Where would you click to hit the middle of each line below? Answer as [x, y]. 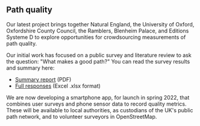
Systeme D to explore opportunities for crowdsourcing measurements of [96, 37]
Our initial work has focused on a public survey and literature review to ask [99, 55]
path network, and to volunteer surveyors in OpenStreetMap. [82, 116]
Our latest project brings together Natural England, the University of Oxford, [100, 24]
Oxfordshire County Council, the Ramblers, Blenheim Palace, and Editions [98, 31]
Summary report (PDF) [43, 79]
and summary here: [30, 68]
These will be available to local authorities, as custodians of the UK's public [100, 110]
